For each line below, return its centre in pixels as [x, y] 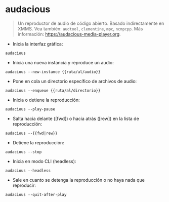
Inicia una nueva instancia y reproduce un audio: [63, 62]
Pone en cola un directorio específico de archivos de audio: [75, 81]
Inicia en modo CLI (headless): [44, 161]
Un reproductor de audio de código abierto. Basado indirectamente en [91, 23]
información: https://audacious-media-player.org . [69, 34]
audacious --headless [28, 171]
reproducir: [24, 185]
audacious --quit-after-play [36, 194]
